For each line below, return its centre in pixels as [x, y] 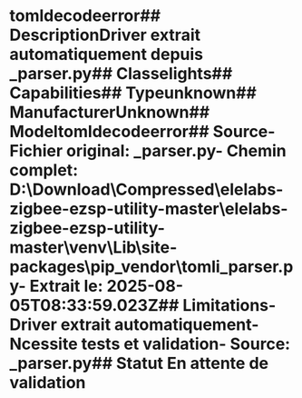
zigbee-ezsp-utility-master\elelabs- [149, 209]
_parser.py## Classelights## [121, 74]
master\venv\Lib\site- [93, 248]
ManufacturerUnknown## [110, 112]
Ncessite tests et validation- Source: [150, 344]
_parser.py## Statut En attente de [139, 363]
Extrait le [63, 286]
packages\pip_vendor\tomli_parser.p [151, 267]
